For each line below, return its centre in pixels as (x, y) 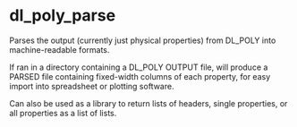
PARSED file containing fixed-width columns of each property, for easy (140, 76)
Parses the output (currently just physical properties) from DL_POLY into (143, 40)
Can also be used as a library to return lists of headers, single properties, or (148, 103)
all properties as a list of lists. (63, 113)
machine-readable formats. (59, 49)
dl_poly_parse (63, 16)
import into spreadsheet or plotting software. (92, 86)
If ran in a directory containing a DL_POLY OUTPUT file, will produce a (139, 67)
